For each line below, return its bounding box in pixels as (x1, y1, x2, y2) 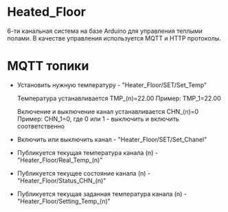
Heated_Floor (7, 4, 86, 20)
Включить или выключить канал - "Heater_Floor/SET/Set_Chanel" (16, 135, 207, 143)
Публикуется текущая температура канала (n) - (16, 148, 158, 156)
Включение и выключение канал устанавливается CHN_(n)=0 (16, 107, 199, 115)
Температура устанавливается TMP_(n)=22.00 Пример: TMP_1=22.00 (16, 94, 221, 102)
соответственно (16, 121, 65, 130)
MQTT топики (7, 58, 89, 74)
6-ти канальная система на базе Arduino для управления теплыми (7, 27, 203, 35)
